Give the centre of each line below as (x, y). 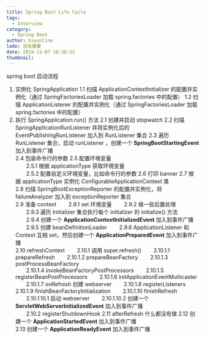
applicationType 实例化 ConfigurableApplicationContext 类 (96, 181)
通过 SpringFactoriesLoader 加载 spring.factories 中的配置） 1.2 (111, 96)
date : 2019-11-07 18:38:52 (41, 52)
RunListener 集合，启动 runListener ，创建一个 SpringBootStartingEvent (107, 142)
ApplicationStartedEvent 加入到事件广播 (84, 321)
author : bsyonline (30, 41)
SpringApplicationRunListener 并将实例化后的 (72, 127)
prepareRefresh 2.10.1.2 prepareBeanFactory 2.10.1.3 (91, 257)
